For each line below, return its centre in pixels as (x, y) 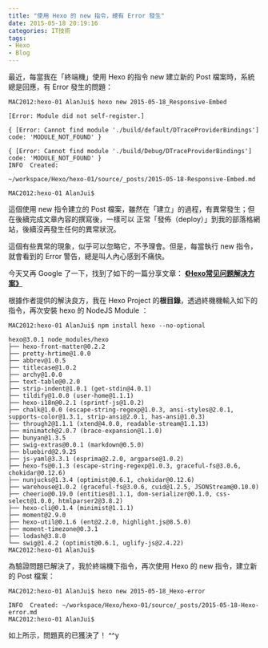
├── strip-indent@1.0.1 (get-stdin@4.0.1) (80, 389)
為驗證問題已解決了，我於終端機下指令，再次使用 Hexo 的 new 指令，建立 (129, 566)
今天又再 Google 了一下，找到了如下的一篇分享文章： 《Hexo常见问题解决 (128, 273)
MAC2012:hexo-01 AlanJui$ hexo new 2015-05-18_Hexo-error (107, 591)
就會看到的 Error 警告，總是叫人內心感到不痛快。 (89, 256)
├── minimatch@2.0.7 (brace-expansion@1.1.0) (85, 431)
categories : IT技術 (40, 30)
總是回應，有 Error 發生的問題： (61, 87)
